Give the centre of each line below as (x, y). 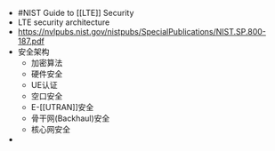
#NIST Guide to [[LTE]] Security (76, 13)
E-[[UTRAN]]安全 (62, 107)
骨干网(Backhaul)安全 (70, 118)
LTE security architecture (64, 22)
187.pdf (31, 41)
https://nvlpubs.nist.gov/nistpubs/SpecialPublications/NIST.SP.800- (142, 32)
